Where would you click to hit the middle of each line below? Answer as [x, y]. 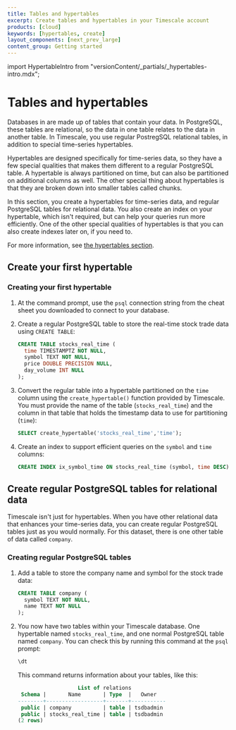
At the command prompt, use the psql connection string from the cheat [121, 303]
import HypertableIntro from [48, 67]
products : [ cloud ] [34, 27]
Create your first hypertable [70, 267]
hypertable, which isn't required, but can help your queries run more [106, 216]
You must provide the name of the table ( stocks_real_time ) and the [115, 405]
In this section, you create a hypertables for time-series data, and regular [113, 201]
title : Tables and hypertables [53, 14]
